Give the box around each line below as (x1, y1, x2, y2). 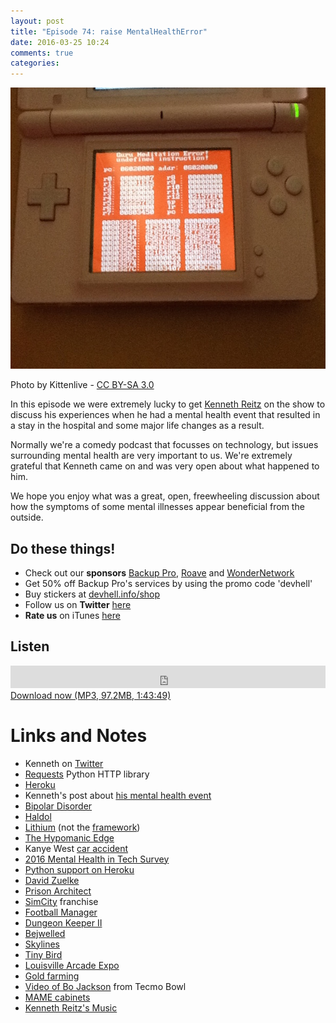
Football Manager (24, 906, 98, 918)
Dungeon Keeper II (24, 916, 103, 929)
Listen (10, 638, 50, 655)
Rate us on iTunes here (24, 609, 121, 621)
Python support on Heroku (24, 863, 135, 875)
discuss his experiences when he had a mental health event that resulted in (10, 409, 321, 421)
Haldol (24, 810, 52, 822)
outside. (10, 511, 44, 524)
